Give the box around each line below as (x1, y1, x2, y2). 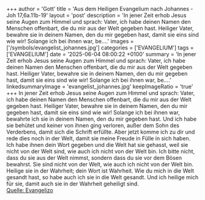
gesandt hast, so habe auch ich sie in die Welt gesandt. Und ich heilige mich (6, 174, 199, 180)
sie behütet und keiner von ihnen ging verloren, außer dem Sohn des (6, 122, 179, 129)
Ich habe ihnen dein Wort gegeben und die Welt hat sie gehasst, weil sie (6, 141, 188, 148)
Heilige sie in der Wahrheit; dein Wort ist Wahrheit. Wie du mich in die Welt (6, 167, 195, 174)
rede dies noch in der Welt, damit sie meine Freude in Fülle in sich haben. (6, 135, 191, 142)
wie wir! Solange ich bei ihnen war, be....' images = (6, 38, 134, 45)
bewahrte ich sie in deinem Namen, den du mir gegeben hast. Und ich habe (6, 115, 197, 123)
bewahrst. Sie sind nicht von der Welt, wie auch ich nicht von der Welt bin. (6, 161, 194, 168)
